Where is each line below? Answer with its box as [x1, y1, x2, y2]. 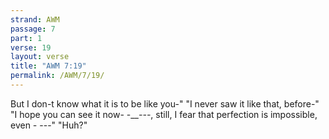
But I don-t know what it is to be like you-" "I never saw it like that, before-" [10, 97, 320, 110]
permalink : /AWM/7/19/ [10, 71, 105, 81]
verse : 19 [10, 42, 52, 53]
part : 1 [10, 33, 43, 43]
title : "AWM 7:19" [10, 61, 87, 71]
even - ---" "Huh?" [10, 119, 88, 131]
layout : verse [10, 52, 70, 62]
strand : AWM [10, 14, 60, 25]
